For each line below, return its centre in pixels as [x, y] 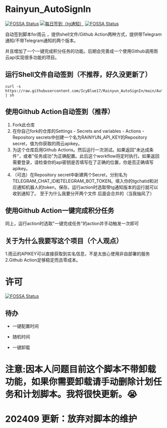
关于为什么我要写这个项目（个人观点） [64, 241]
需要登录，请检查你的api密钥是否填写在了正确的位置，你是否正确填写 [83, 162]
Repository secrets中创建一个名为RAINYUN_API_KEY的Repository [80, 137]
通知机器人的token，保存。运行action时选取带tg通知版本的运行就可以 [87, 187]
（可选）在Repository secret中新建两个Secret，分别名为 [70, 175]
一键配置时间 [25, 326]
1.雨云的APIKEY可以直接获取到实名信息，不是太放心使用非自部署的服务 [78, 254]
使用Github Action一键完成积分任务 [60, 211]
